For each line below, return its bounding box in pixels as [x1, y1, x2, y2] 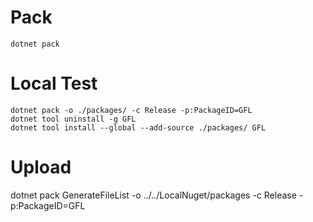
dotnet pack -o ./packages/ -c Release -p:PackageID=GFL [10, 105, 253, 115]
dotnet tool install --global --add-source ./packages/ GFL [10, 122, 267, 133]
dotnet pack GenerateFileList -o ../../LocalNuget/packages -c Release [10, 189, 297, 201]
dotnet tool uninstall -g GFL [10, 114, 137, 124]
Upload [10, 156, 72, 179]
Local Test [10, 72, 98, 95]
